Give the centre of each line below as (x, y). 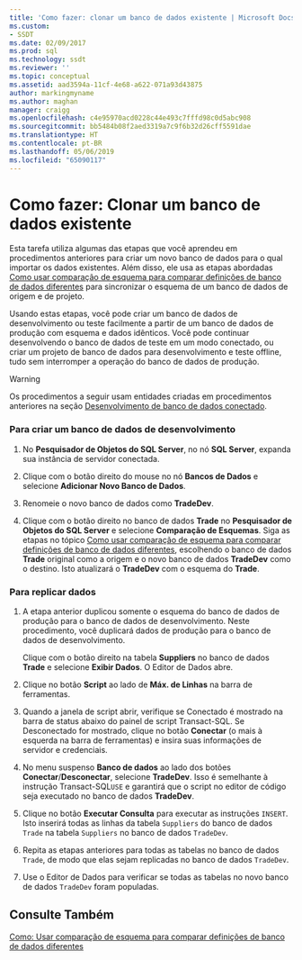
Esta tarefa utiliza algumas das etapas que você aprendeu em (124, 249)
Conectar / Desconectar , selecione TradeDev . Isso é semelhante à (145, 777)
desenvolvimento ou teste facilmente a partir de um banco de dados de (142, 323)
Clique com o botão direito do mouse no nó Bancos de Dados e (140, 476)
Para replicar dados (53, 592)
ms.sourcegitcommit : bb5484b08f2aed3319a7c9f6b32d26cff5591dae (130, 127)
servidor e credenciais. (65, 750)
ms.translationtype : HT (54, 135)
